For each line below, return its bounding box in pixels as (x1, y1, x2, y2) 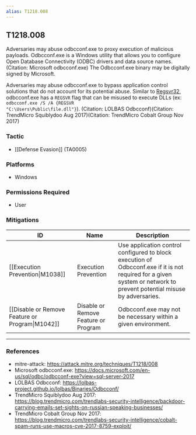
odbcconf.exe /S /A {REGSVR (6, 100, 75, 106)
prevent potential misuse (117, 284, 185, 293)
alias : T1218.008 (6, 8, 48, 15)
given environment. (117, 319, 171, 328)
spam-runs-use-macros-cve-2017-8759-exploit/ (14, 422, 132, 429)
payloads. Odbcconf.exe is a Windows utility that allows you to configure (6, 52, 181, 59)
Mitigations (6, 216, 39, 224)
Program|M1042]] (9, 319, 60, 328)
